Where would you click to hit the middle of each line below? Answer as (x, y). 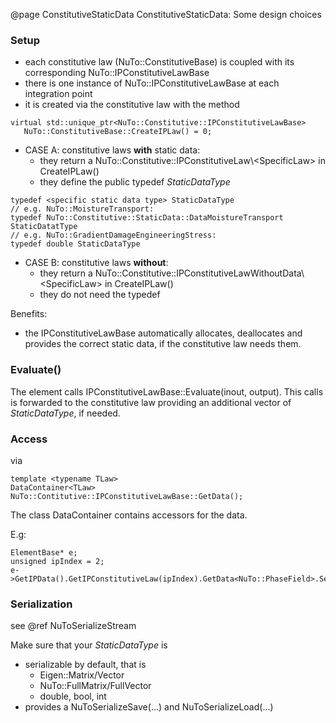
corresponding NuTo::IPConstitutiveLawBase (117, 73)
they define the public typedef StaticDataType (135, 182)
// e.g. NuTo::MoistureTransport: (82, 209)
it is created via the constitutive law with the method (132, 105)
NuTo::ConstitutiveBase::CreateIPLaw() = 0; (118, 132)
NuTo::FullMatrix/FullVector (95, 686)
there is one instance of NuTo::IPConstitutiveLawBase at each (152, 83)
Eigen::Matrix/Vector (82, 675)
